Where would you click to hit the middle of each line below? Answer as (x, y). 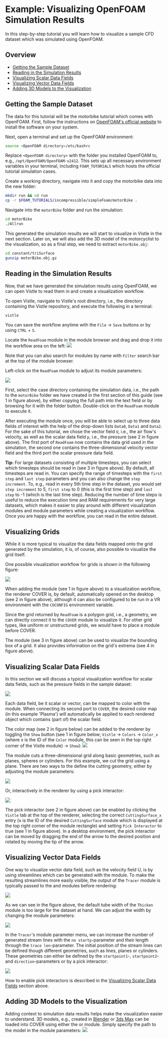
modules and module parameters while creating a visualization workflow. (80, 511)
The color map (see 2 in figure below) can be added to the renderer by (78, 729)
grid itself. (15, 555)
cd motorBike (19, 219)
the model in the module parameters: (43, 1030)
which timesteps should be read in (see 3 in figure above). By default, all (80, 468)
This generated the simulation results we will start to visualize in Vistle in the (84, 233)
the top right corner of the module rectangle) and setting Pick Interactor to (83, 826)
